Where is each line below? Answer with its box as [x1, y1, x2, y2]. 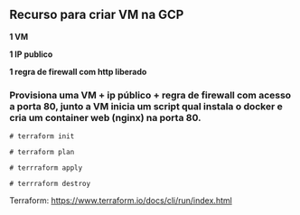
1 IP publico [9, 49, 53, 60]
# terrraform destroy [9, 180, 91, 189]
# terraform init [9, 132, 75, 141]
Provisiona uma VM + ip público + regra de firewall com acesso [9, 89, 292, 101]
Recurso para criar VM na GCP [9, 7, 184, 23]
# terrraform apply [9, 164, 83, 173]
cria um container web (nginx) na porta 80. [9, 111, 202, 124]
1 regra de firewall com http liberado [9, 66, 147, 77]
